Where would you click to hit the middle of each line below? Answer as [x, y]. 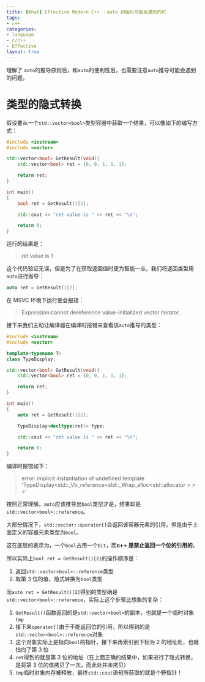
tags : [13, 18]
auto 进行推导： [25, 276]
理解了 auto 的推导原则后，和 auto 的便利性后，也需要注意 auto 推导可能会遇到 [101, 70]
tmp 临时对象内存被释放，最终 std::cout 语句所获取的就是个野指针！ [99, 673]
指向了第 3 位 [32, 650]
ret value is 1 [37, 256]
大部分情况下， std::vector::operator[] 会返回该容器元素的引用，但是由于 [99, 525]
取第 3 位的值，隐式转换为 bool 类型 [59, 579]
